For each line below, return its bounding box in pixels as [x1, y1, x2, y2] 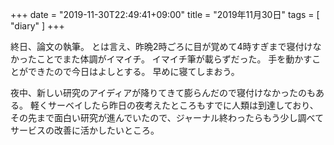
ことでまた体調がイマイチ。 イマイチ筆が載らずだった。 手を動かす [36, 53, 313, 65]
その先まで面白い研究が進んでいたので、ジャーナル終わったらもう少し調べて [10, 112, 325, 123]
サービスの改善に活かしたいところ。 [10, 124, 160, 136]
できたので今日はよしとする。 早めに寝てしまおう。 [27, 66, 240, 77]
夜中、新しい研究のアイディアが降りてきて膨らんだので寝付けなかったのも [10, 87, 316, 98]
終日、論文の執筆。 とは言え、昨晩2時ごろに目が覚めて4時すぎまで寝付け [10, 41, 313, 52]
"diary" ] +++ [10, 20, 65, 32]
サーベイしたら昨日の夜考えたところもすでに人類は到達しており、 [47, 99, 319, 111]
